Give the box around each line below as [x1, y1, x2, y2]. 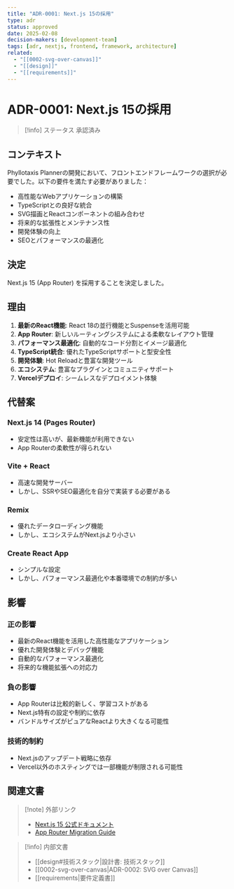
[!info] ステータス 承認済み [24, 126, 101, 134]
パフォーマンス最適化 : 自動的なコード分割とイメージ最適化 [17, 338, 187, 347]
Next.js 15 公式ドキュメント [34, 819, 114, 829]
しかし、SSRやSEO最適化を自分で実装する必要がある [17, 487, 171, 495]
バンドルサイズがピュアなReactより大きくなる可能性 [17, 717, 170, 725]
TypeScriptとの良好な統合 [17, 201, 92, 209]
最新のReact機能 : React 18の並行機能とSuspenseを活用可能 [17, 321, 190, 329]
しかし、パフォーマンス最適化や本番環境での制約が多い [17, 574, 177, 583]
